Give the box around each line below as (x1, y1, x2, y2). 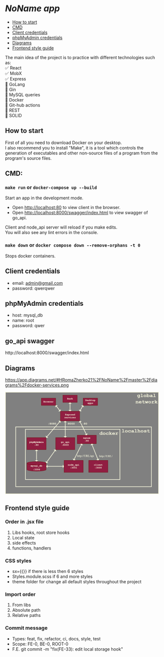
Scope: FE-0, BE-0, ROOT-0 (12, 641, 69, 647)
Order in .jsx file (5, 518, 44, 525)
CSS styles (5, 557, 32, 564)
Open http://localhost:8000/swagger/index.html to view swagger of (12, 210, 148, 215)
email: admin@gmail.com (12, 280, 63, 286)
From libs (12, 602, 31, 608)
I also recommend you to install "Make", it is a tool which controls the (5, 145, 144, 150)
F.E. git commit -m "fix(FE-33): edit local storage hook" (12, 646, 123, 652)
